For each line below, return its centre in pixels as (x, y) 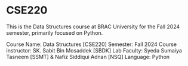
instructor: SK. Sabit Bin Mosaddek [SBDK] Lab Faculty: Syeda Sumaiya (94, 50)
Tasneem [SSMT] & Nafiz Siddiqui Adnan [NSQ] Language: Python (88, 57)
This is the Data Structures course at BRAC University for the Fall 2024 (93, 27)
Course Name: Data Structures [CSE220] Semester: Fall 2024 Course (92, 44)
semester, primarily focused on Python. (55, 32)
